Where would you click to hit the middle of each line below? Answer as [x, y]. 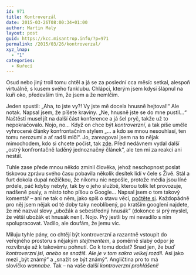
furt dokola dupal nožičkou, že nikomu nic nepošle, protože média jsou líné [97, 180]
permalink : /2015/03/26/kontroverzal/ [53, 44]
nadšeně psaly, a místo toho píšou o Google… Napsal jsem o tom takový [93, 192]
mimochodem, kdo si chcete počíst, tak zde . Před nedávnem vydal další [93, 143]
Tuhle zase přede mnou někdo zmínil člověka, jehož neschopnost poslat [93, 167]
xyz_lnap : [18, 50]
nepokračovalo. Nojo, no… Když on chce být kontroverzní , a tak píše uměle [97, 125]
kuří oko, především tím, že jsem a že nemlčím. [63, 95]
